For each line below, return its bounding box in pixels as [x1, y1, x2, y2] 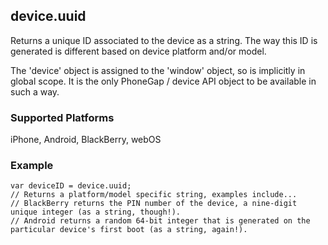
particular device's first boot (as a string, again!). [10, 225, 248, 235]
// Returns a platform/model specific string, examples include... [10, 190, 298, 200]
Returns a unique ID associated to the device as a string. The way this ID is [10, 34, 318, 46]
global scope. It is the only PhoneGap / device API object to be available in [10, 75, 317, 87]
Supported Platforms [10, 110, 115, 124]
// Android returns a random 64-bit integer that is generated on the [10, 216, 311, 226]
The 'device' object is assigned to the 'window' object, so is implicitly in [10, 64, 306, 76]
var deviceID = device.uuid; [10, 181, 132, 191]
